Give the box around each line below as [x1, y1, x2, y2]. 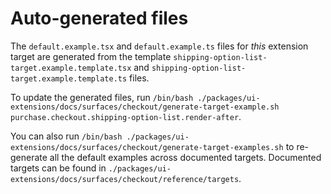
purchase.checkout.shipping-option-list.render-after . [10, 110, 242, 122]
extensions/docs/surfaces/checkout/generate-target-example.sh [10, 102, 280, 112]
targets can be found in [10, 162, 107, 174]
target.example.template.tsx [10, 63, 132, 73]
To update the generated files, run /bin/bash [10, 91, 194, 103]
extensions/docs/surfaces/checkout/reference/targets [10, 174, 240, 184]
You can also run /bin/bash [10, 130, 123, 142]
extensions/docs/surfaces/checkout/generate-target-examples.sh [10, 142, 284, 152]
